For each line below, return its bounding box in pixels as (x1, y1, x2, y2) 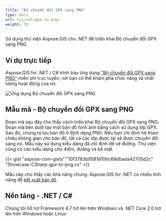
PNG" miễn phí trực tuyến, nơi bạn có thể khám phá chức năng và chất (5, 75, 154, 81)
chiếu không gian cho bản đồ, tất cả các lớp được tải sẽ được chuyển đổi (5, 135, 159, 141)
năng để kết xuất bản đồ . (5, 176, 58, 183)
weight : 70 (5, 21, 29, 27)
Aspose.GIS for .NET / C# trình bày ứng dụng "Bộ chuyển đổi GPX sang (5, 70, 156, 76)
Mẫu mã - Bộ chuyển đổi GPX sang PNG (5, 105, 134, 114)
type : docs (5, 12, 29, 17)
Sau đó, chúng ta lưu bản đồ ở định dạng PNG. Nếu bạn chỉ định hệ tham (5, 129, 159, 136)
